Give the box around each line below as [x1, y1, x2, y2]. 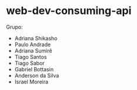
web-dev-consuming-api [6, 4, 132, 18]
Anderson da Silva [14, 72, 59, 79]
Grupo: [6, 23, 23, 30]
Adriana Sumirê [14, 47, 52, 54]
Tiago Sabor [14, 60, 45, 67]
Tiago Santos [14, 53, 47, 60]
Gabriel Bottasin [14, 65, 54, 72]
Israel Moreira [14, 78, 49, 85]
